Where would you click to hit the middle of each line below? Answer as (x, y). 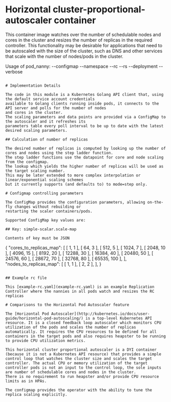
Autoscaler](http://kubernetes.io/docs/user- (100, 314)
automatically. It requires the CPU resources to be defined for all (81, 332)
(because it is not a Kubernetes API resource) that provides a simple (83, 354)
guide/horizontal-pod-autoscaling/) (44, 318)
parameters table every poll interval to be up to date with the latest (84, 126)
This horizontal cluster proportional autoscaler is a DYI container (81, 350)
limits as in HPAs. (26, 381)
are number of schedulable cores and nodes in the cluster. (71, 372)
